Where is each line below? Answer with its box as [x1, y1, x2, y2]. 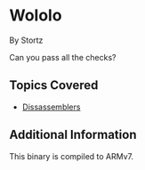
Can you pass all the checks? [9, 52, 117, 62]
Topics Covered [9, 77, 99, 93]
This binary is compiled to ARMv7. [9, 150, 134, 161]
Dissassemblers [21, 101, 81, 112]
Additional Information [9, 127, 137, 142]
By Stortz [9, 35, 44, 45]
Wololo [9, 5, 62, 26]
